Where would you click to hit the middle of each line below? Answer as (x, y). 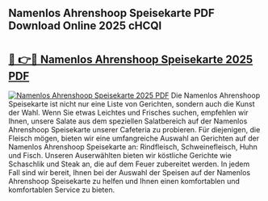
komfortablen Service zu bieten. (62, 190)
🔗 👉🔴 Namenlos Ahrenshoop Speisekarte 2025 (131, 59)
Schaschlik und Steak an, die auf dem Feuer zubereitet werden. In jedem (129, 164)
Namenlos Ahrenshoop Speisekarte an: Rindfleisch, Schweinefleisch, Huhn (133, 147)
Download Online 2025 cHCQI (85, 26)
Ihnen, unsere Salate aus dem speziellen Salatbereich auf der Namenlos (128, 121)
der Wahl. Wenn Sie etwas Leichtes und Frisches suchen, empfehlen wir (128, 113)
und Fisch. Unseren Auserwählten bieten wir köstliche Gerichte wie (120, 155)
